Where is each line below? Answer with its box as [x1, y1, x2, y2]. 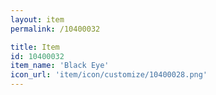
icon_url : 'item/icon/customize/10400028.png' [10, 70, 208, 80]
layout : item [10, 14, 65, 25]
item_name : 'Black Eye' [10, 61, 110, 71]
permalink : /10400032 [10, 24, 101, 34]
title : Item [10, 42, 60, 52]
